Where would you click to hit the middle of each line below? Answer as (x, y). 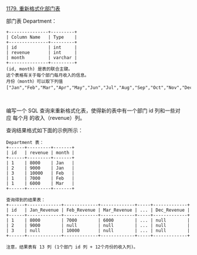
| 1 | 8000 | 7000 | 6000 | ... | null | (98, 220)
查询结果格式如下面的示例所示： (45, 130)
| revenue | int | (42, 53)
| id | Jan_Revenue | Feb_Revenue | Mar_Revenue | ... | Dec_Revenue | (98, 210)
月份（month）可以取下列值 (35, 81)
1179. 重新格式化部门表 (33, 8)
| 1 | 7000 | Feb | (40, 178)
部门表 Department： (32, 21)
